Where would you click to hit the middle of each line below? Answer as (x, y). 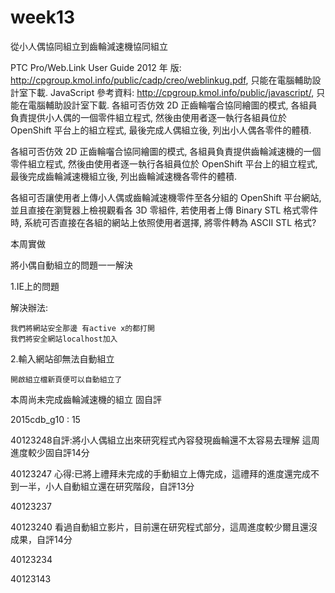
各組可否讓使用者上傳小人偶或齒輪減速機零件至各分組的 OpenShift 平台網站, (166, 197)
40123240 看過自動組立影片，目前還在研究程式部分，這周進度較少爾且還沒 (164, 527)
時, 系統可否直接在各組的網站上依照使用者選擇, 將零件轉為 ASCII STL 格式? (163, 222)
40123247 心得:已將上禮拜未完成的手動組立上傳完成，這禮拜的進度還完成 (161, 473)
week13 (43, 17)
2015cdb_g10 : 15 (45, 419)
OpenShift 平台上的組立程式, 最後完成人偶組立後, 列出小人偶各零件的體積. (161, 130)
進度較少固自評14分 (50, 452)
